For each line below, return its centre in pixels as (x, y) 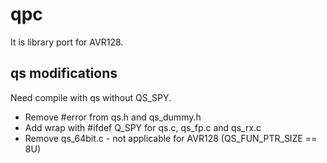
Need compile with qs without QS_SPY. (91, 97)
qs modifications (64, 73)
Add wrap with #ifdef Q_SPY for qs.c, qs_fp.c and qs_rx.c (143, 127)
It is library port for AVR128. (67, 42)
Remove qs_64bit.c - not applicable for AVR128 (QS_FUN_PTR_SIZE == (171, 138)
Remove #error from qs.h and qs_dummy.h (113, 117)
